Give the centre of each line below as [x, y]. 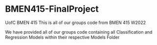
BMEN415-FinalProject [52, 9]
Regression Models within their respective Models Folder [62, 37]
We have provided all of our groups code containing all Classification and [79, 32]
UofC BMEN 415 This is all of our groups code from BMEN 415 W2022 [76, 22]
